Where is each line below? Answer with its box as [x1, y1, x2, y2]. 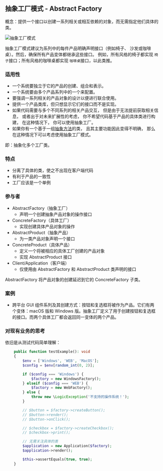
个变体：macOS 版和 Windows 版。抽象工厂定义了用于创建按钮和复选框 [12, 308, 156, 314]
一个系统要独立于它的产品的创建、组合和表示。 [12, 83, 106, 89]
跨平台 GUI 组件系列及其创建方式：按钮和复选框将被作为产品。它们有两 [12, 302, 155, 307]
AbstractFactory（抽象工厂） [12, 205, 71, 211]
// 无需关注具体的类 [22, 439, 58, 444]
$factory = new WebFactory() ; [31, 385, 92, 390]
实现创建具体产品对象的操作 [19, 224, 75, 229]
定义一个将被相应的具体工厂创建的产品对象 [19, 248, 105, 254]
